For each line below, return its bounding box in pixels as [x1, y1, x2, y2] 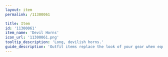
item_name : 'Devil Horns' [5, 30, 59, 35]
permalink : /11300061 [5, 12, 50, 17]
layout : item [5, 7, 32, 12]
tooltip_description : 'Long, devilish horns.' [5, 39, 104, 45]
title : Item [5, 21, 30, 26]
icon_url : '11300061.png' [5, 35, 59, 40]
